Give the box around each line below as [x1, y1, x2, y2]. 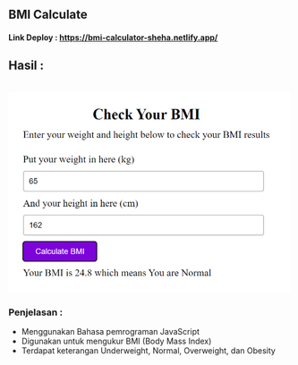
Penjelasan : [8, 306, 64, 318]
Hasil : [8, 58, 45, 73]
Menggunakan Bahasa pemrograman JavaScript [21, 326, 200, 336]
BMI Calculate [8, 7, 89, 22]
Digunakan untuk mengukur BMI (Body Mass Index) [21, 335, 212, 346]
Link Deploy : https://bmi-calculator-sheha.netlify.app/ [8, 31, 218, 43]
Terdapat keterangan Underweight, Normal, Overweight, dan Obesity [21, 344, 277, 356]
